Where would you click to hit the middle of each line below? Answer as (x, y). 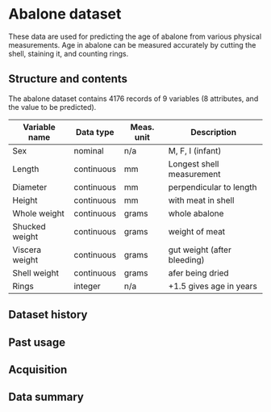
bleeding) (186, 259)
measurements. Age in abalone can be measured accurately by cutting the (132, 44)
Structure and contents (68, 79)
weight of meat (197, 231)
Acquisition (38, 370)
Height (25, 200)
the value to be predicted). (52, 107)
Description (213, 132)
